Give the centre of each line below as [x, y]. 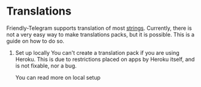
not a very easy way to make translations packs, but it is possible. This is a [100, 34]
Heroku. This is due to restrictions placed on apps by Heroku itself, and [105, 59]
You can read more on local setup [58, 77]
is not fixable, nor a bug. [46, 66]
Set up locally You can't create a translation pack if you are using [97, 52]
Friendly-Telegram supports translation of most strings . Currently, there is [99, 28]
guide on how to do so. [35, 41]
